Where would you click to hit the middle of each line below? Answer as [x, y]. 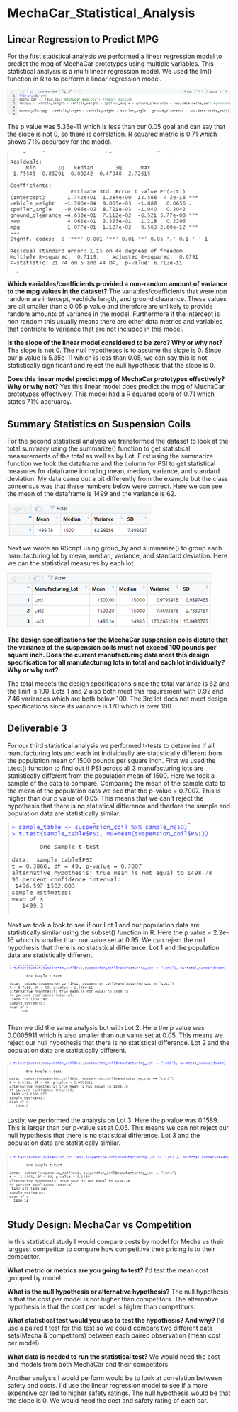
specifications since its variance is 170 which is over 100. [90, 706]
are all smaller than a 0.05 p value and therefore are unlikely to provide [110, 307]
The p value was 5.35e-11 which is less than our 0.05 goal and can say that [117, 126]
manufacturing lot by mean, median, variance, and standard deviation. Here [118, 556]
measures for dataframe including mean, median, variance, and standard [114, 471]
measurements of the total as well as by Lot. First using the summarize [110, 456]
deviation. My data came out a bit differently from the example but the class [118, 479]
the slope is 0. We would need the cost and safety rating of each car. [108, 1401]
